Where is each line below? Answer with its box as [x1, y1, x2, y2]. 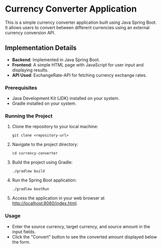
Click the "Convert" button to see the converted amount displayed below [12, 234, 157, 240]
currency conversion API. [5, 30, 56, 35]
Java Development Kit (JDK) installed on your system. [12, 96, 120, 101]
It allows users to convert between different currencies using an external [5, 24, 150, 30]
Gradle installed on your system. [12, 100, 77, 106]
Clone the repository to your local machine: [12, 124, 98, 130]
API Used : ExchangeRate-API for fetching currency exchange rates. [12, 72, 147, 78]
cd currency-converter [12, 151, 58, 156]
